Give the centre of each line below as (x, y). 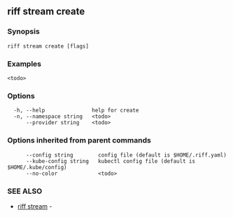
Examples (24, 64)
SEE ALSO (25, 191)
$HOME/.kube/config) (37, 167)
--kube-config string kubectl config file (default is (111, 161)
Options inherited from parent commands (79, 140)
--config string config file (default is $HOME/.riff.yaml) (126, 155)
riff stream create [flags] (48, 46)
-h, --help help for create (76, 111)
